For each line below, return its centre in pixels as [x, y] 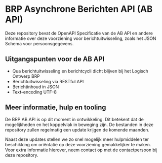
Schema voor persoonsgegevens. [40, 43]
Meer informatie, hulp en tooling [56, 108]
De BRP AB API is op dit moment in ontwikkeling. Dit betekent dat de [75, 119]
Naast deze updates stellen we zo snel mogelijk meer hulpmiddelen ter [77, 139]
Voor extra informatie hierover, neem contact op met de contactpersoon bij [81, 150]
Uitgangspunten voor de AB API [55, 59]
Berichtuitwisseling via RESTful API [48, 81]
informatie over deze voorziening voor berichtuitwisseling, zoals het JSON [81, 38]
